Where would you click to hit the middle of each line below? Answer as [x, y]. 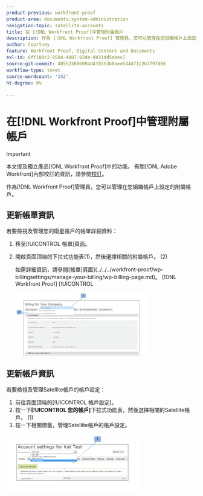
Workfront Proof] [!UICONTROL [54, 283]
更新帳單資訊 [30, 215]
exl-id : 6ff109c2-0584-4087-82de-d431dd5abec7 [66, 57]
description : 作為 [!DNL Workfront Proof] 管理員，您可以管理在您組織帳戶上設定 [101, 38]
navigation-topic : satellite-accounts [55, 25]
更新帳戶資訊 [30, 374]
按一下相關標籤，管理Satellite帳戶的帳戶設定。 [73, 425]
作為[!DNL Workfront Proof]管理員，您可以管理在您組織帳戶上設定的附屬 [96, 187]
